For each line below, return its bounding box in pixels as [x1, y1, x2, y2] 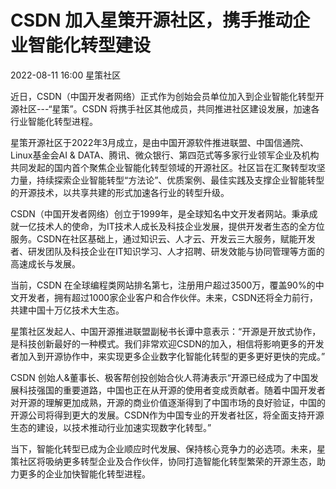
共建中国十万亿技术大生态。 [10, 304, 125, 316]
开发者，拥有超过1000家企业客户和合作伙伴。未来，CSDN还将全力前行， [18, 291, 319, 303]
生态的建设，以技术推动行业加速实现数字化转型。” [10, 421, 212, 433]
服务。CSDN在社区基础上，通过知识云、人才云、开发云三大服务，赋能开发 [10, 232, 316, 245]
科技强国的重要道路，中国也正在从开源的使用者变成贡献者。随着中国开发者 [18, 384, 326, 396]
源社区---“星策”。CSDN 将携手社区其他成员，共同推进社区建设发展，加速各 [10, 102, 320, 115]
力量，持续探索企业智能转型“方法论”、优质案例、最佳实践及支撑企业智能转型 [10, 174, 325, 186]
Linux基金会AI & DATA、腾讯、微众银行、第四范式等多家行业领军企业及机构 [10, 149, 320, 161]
